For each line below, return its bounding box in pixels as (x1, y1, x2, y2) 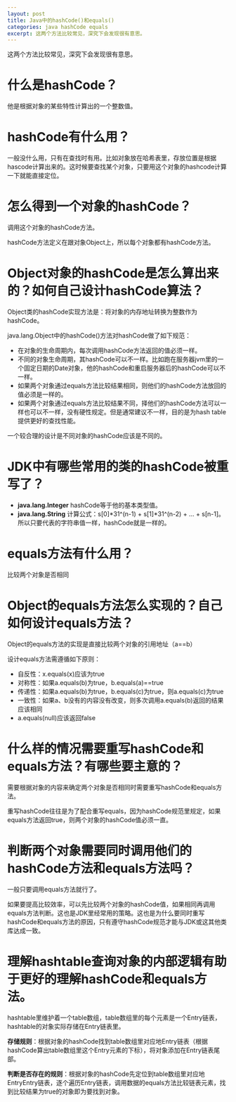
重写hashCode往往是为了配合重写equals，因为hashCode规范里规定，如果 (7, 807, 221, 815)
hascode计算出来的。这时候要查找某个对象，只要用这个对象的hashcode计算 (7, 162, 227, 171)
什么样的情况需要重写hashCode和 (7, 741, 204, 757)
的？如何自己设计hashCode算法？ (7, 283, 204, 299)
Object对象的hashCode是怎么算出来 (7, 265, 219, 281)
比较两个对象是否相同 (7, 570, 69, 579)
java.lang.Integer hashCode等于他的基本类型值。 (17, 501, 162, 509)
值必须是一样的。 (17, 390, 67, 398)
